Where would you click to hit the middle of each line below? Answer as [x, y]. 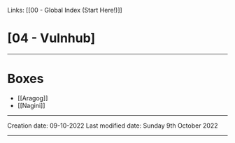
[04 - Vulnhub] [51, 38]
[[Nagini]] [31, 105]
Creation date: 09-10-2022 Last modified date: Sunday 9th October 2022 [113, 126]
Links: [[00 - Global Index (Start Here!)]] [65, 10]
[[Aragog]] [33, 98]
